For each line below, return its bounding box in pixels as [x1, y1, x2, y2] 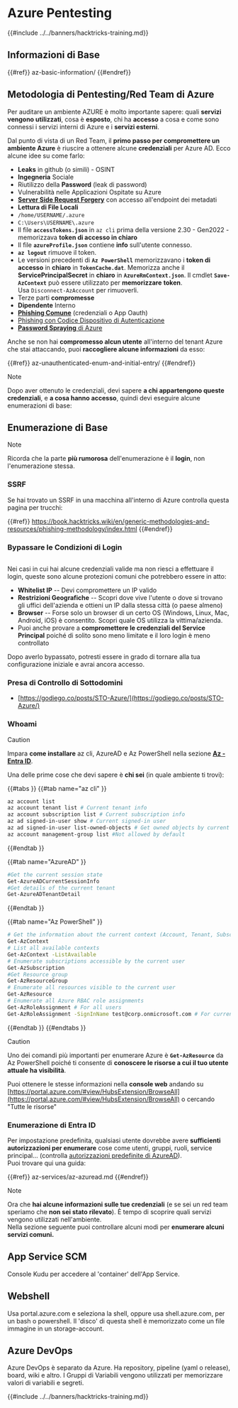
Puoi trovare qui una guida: [7, 1159, 86, 1167]
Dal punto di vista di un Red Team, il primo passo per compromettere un [7, 136, 220, 145]
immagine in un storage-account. [7, 1324, 105, 1333]
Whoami [7, 719, 38, 729]
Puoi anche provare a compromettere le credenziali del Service [17, 623, 205, 632]
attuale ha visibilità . [7, 1066, 67, 1074]
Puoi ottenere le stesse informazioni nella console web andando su [7, 1079, 204, 1088]
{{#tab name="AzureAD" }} [7, 857, 86, 866]
